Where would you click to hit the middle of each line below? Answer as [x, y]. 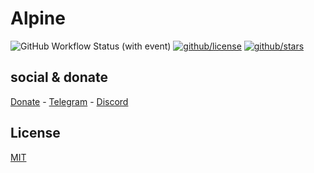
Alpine [38, 18]
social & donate [59, 77]
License [35, 133]
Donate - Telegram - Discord [69, 101]
